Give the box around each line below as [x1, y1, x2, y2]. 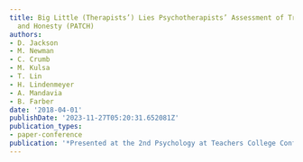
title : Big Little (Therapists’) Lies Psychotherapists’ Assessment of [9, 13, 284, 22]
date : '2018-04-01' [9, 105, 83, 114]
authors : [9, 30, 42, 39]
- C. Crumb [9, 55, 50, 64]
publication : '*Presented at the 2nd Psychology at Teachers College [9, 139, 277, 148]
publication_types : [9, 122, 83, 131]
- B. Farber [9, 96, 54, 106]
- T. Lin [9, 72, 42, 81]
